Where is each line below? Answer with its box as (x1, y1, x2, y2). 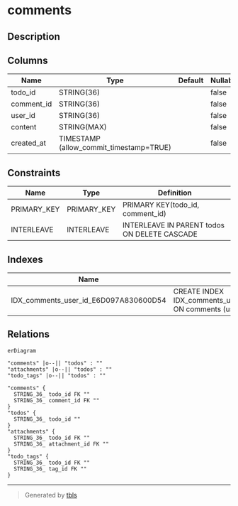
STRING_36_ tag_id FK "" (13, 465, 87, 473)
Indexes (7, 253, 44, 265)
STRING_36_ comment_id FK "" (13, 397, 100, 404)
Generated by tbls (24, 490, 78, 499)
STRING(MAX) (59, 122, 108, 132)
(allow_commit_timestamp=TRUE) (59, 143, 171, 153)
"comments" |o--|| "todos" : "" (7, 360, 103, 367)
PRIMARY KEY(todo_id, (123, 200, 200, 210)
